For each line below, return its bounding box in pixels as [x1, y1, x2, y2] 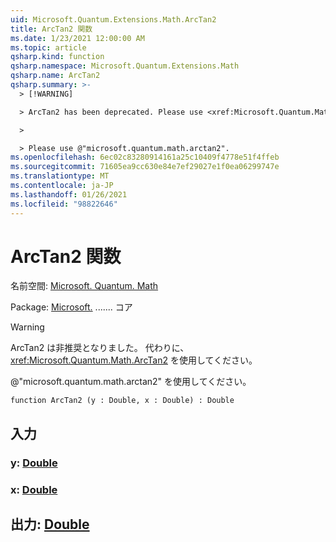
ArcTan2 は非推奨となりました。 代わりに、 [10, 342, 190, 354]
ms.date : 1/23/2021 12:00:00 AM [10, 33, 145, 43]
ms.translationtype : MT [10, 171, 110, 181]
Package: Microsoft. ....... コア [10, 301, 133, 313]
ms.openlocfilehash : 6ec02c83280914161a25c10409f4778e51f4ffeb [10, 152, 280, 163]
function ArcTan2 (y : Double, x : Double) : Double [10, 396, 235, 406]
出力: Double [10, 516, 90, 533]
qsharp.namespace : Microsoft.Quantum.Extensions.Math [10, 61, 240, 71]
